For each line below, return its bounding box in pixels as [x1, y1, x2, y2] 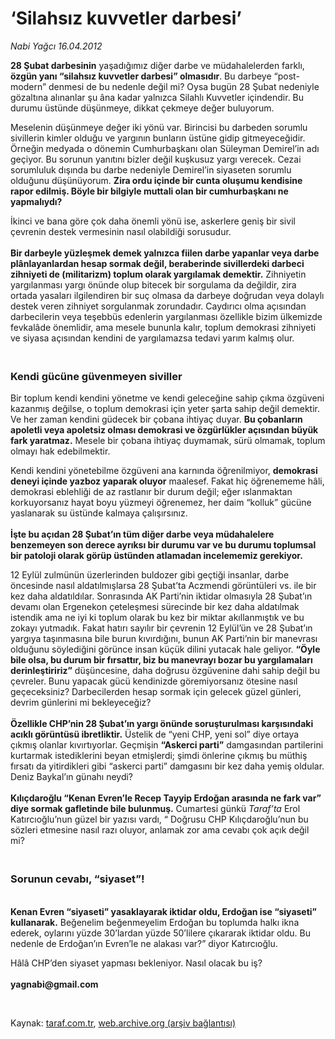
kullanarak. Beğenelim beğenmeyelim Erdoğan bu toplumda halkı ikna [10, 916, 300, 928]
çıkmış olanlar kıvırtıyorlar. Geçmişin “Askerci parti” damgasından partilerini [10, 739, 324, 751]
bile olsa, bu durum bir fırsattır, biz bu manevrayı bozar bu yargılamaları [10, 654, 313, 666]
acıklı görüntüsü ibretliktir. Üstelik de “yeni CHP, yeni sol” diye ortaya [10, 728, 300, 741]
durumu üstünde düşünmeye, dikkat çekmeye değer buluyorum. [10, 102, 275, 114]
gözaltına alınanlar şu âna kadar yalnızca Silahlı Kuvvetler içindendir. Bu [10, 91, 305, 103]
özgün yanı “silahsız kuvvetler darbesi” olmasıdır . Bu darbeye [10, 70, 272, 82]
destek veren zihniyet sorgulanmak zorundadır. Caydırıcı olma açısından [10, 300, 307, 312]
